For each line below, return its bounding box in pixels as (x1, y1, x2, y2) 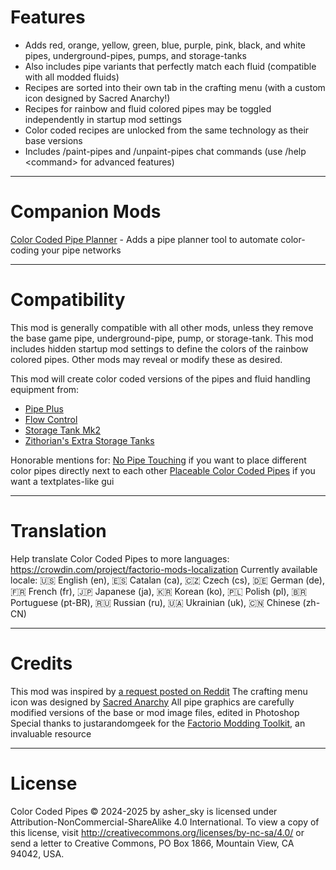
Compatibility (10, 289, 126, 311)
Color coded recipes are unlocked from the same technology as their (24, 124, 310, 136)
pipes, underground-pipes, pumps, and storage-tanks (24, 49, 247, 61)
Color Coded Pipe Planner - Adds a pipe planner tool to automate (10, 233, 279, 245)
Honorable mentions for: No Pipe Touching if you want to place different (10, 454, 307, 466)
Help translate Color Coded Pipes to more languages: (10, 552, 230, 565)
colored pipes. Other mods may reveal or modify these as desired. (10, 353, 283, 365)
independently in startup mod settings (24, 113, 182, 125)
